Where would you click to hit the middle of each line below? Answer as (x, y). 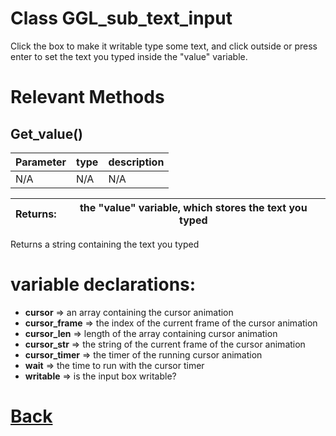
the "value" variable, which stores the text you (193, 207)
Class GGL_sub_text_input (121, 18)
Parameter (41, 162)
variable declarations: (103, 284)
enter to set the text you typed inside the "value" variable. (129, 56)
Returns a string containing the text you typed (105, 244)
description (136, 162)
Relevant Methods (87, 97)
